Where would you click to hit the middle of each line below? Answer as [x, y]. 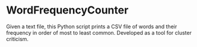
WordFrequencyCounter [67, 10]
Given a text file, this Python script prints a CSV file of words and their [92, 26]
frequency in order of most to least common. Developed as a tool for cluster [99, 32]
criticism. [17, 39]
